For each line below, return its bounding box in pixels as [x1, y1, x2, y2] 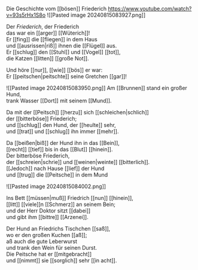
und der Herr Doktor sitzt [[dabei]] [6, 207, 91, 214]
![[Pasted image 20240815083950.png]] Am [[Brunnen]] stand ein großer [6, 84, 187, 92]
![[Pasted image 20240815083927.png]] [47, 11, 145, 19]
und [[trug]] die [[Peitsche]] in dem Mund [6, 171, 108, 178]
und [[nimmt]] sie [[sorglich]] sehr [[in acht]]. [6, 257, 117, 264]
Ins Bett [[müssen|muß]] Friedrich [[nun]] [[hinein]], [6, 195, 133, 201]
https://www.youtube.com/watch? [107, 5, 192, 12]
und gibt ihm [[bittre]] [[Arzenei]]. [6, 214, 89, 220]
